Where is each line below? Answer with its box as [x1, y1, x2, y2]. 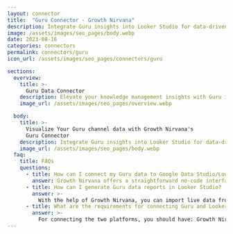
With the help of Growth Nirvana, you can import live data [37, 197, 216, 203]
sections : [7, 67, 36, 75]
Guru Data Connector [25, 87, 85, 94]
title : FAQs [19, 158, 54, 165]
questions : [19, 165, 51, 172]
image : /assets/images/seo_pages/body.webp [7, 29, 135, 37]
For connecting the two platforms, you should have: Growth [37, 216, 216, 223]
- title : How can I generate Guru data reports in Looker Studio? [25, 183, 222, 191]
